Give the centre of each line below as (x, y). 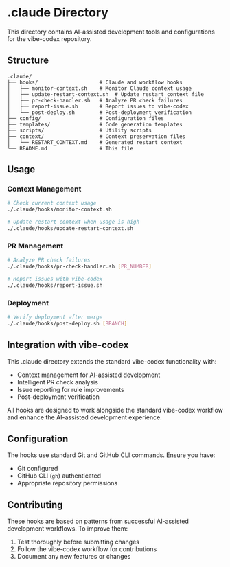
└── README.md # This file (70, 148)
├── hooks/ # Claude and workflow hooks (95, 82)
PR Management (35, 246)
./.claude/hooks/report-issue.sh (55, 285)
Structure (28, 61)
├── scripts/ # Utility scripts (80, 130)
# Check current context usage (52, 203)
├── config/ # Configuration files (86, 118)
